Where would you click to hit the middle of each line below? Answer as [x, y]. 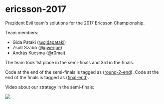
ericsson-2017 [36, 9]
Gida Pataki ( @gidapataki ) [39, 42]
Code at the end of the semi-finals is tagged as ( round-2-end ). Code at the [82, 72]
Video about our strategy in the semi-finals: [50, 87]
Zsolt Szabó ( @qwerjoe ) [37, 47]
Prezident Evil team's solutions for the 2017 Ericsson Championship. [75, 23]
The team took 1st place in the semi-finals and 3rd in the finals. [70, 62]
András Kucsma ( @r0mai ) [39, 53]
